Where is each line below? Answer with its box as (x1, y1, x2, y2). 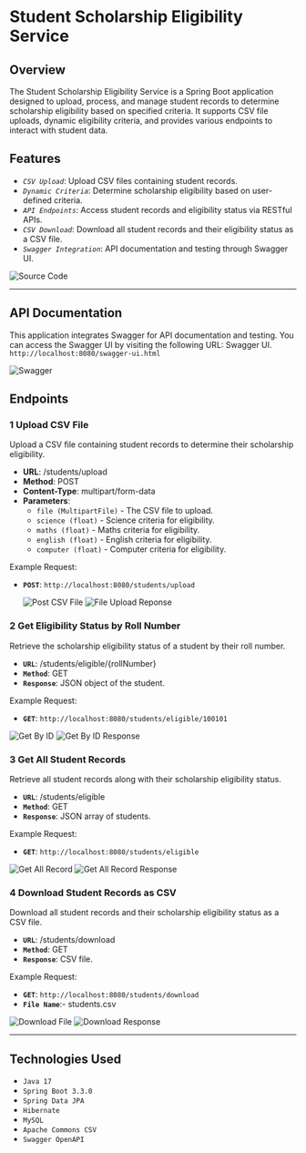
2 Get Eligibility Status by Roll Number (9, 619, 181, 632)
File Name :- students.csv (22, 999, 117, 1010)
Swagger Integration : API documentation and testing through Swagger (22, 243, 289, 254)
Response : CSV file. (22, 954, 94, 964)
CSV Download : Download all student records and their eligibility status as (22, 223, 294, 234)
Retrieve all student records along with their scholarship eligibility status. (9, 773, 282, 784)
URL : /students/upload (22, 466, 107, 477)
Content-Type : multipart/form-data (22, 485, 157, 497)
